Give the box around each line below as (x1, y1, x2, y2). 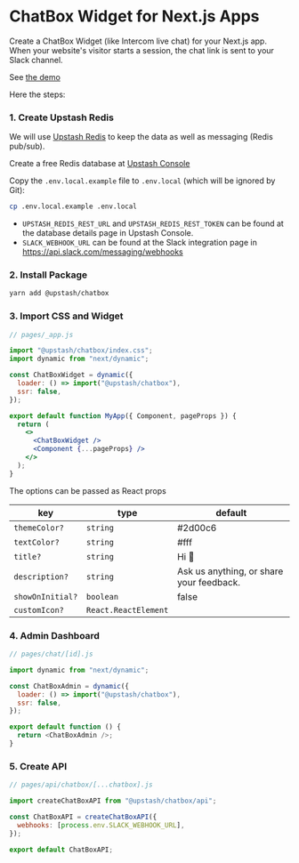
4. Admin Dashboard (9, 629, 101, 641)
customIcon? (13, 605, 65, 615)
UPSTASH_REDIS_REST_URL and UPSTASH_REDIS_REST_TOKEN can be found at (21, 218, 285, 229)
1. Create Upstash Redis (9, 111, 114, 124)
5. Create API (9, 760, 68, 772)
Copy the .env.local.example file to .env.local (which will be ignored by (9, 175, 276, 186)
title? (13, 552, 42, 561)
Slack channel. (9, 54, 64, 65)
